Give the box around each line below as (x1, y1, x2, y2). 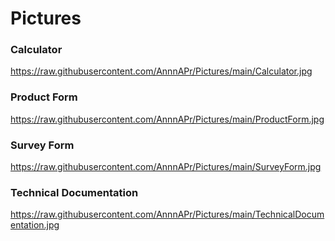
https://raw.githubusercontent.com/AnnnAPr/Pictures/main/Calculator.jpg (10, 65, 313, 77)
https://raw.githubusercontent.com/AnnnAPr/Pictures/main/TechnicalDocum (10, 208, 325, 221)
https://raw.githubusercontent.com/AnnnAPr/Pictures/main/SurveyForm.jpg (10, 161, 322, 173)
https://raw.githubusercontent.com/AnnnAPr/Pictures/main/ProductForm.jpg (10, 113, 325, 125)
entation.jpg (10, 219, 60, 231)
